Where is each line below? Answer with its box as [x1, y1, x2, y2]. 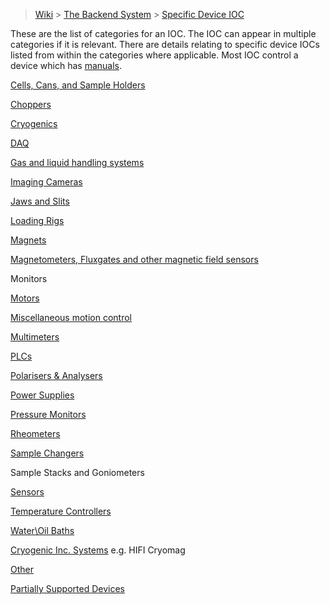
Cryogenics [10, 118, 58, 129]
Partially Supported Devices [10, 583, 125, 594]
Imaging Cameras [10, 176, 83, 188]
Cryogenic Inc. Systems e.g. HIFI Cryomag [10, 544, 186, 556]
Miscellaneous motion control [10, 312, 132, 323]
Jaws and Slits [10, 195, 70, 207]
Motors [10, 292, 40, 304]
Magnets [10, 234, 47, 246]
